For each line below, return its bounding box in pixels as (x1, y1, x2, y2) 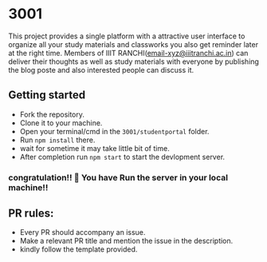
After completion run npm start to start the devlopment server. (19, 152, 226, 161)
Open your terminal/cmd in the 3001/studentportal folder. (19, 126, 210, 136)
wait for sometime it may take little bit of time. (19, 143, 170, 153)
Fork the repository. (19, 109, 85, 119)
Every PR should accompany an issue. (19, 228, 146, 237)
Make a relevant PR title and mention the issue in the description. (19, 236, 234, 246)
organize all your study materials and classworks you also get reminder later (8, 39, 259, 49)
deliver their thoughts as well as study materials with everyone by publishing (8, 57, 259, 66)
